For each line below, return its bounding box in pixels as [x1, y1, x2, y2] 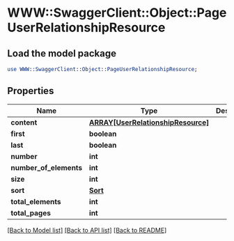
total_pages [10, 208, 51, 217]
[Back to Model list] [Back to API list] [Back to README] [7, 226, 167, 234]
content [10, 117, 38, 127]
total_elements [10, 196, 61, 206]
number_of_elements [10, 162, 83, 172]
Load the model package [7, 47, 117, 59]
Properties [7, 85, 54, 97]
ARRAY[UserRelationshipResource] [89, 117, 210, 127]
